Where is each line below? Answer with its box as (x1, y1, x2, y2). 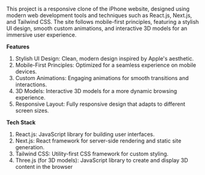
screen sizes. (15, 107, 49, 114)
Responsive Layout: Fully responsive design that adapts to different (15, 100, 185, 108)
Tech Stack (6, 119, 36, 126)
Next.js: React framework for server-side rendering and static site (15, 137, 182, 144)
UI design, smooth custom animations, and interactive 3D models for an (6, 24, 188, 32)
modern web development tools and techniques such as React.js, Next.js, (6, 12, 192, 19)
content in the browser (15, 163, 73, 170)
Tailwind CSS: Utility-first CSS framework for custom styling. (15, 150, 169, 157)
